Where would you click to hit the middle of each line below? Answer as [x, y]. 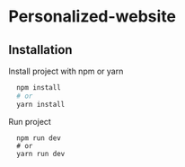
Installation [40, 50]
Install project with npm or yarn [66, 71]
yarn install [41, 104]
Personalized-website [92, 17]
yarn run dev [41, 154]
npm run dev [39, 138]
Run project [30, 121]
